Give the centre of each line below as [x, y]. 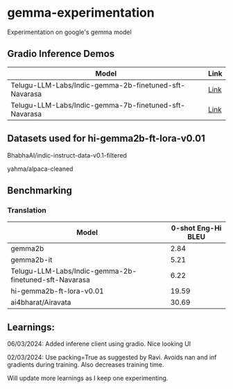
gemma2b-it [32, 260]
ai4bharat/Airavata [41, 302]
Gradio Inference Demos [61, 54]
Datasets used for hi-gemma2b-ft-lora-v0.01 [106, 139]
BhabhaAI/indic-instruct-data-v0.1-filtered [67, 155]
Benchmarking [40, 190]
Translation [27, 210]
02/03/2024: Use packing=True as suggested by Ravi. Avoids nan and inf [112, 357]
